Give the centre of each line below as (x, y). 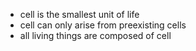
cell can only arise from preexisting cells (103, 25)
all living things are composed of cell (95, 35)
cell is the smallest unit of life (79, 14)
